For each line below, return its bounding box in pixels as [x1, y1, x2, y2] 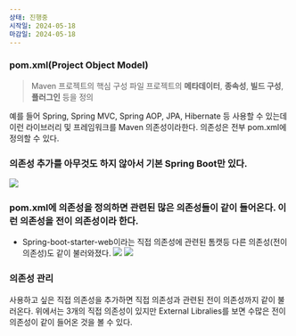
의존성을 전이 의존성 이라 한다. [19, 215, 139, 227]
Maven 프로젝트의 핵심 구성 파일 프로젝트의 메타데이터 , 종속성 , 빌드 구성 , [30, 80, 284, 91]
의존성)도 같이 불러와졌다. [21, 248, 111, 258]
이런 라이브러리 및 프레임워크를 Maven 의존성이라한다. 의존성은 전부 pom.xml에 [9, 121, 287, 132]
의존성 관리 [9, 273, 54, 285]
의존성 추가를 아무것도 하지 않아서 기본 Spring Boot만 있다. [9, 157, 248, 169]
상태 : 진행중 [9, 12, 49, 22]
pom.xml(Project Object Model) [9, 59, 149, 71]
